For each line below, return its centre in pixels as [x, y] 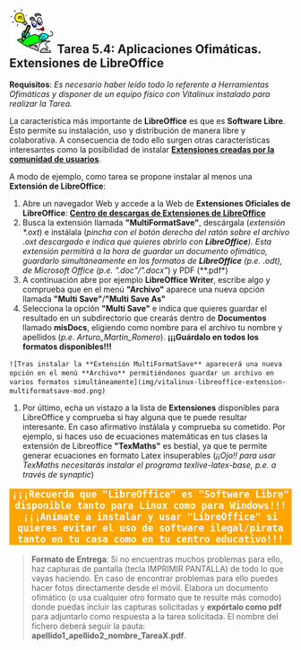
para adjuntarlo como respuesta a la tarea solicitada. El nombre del [155, 616]
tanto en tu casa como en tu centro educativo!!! [150, 540]
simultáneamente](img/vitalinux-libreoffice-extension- [180, 382]
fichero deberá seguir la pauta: [88, 626]
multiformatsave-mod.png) [57, 391]
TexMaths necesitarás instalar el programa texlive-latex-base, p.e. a [149, 465]
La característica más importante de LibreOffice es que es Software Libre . [147, 121]
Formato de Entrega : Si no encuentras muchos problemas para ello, [157, 559]
